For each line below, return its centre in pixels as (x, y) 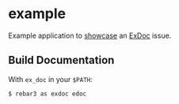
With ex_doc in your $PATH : (50, 79)
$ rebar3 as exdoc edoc (48, 94)
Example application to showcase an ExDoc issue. (90, 35)
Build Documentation (61, 60)
